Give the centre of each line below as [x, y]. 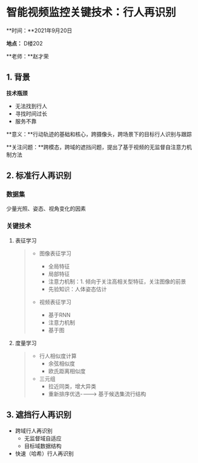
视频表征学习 [55, 302]
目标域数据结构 [43, 446]
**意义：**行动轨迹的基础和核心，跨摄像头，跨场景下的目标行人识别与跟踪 [99, 134]
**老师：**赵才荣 [28, 56]
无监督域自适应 [43, 438]
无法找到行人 [31, 106]
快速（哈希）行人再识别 [44, 453]
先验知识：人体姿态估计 [78, 289]
